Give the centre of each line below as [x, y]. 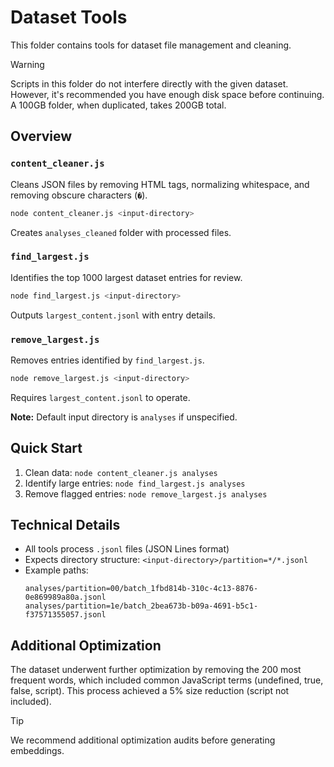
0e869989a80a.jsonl [65, 597]
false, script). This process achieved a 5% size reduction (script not [150, 691]
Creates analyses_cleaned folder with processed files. [121, 232]
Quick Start [46, 448]
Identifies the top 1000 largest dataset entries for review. [126, 277]
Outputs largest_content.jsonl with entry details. [113, 315]
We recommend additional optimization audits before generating [143, 740]
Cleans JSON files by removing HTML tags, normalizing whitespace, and [160, 184]
